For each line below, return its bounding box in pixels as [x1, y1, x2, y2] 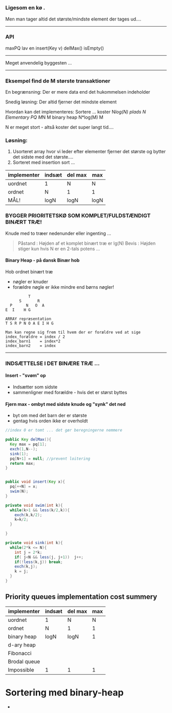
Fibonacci [8, 650, 32, 657]
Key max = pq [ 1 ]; [10, 442, 47, 447]
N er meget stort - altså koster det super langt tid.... [5, 124, 114, 131]
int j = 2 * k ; [14, 550, 42, 555]
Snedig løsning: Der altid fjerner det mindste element [5, 99, 117, 105]
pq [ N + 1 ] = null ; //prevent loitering [10, 456, 91, 461]
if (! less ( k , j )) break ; [14, 559, 63, 565]
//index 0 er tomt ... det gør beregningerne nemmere [5, 428, 123, 433]
